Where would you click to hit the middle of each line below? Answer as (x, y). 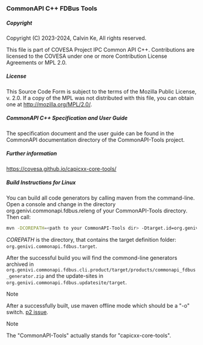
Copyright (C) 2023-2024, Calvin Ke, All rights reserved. (76, 38)
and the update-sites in (75, 276)
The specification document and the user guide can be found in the (90, 133)
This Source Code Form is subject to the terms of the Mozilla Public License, (101, 91)
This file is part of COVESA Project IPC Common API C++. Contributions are (101, 49)
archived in (20, 264)
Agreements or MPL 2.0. (37, 62)
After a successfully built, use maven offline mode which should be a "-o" (98, 305)
